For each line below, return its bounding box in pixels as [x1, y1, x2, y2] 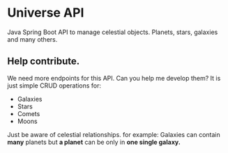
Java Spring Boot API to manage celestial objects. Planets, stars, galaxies [7, 28, 218, 36]
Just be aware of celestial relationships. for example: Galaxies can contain [7, 130, 221, 138]
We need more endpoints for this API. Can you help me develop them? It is [7, 74, 221, 82]
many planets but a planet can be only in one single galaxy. [7, 138, 181, 146]
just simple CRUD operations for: [7, 81, 102, 90]
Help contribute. [7, 56, 80, 67]
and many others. [7, 35, 58, 43]
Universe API [7, 5, 84, 21]
